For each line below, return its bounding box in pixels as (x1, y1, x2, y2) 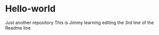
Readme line (5, 24, 31, 30)
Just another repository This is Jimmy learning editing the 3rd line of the (5, 19, 154, 25)
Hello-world (5, 3, 56, 14)
